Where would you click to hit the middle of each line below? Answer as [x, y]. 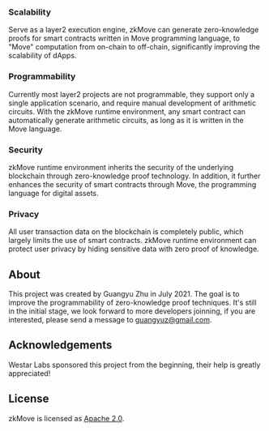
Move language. [35, 129]
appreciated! [30, 373]
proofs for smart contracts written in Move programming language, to [124, 38]
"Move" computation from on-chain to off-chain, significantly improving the [134, 47]
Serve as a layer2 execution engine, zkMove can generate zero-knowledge [134, 30]
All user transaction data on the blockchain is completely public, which [126, 232]
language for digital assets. [53, 193]
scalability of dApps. [43, 56]
